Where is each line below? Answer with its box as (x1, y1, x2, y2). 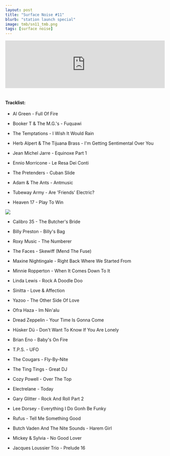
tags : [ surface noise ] (5, 26, 53, 31)
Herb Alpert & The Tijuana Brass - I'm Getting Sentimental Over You (12, 140, 154, 146)
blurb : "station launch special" (5, 17, 76, 22)
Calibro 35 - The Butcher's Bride (12, 219, 81, 225)
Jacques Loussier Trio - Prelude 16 (12, 445, 86, 451)
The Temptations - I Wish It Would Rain (12, 131, 95, 137)
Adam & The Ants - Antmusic (12, 180, 73, 186)
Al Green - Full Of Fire (12, 111, 58, 117)
